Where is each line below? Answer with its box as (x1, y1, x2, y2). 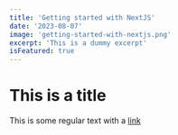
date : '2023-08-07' (9, 22, 83, 31)
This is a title (9, 85, 107, 106)
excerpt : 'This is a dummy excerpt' (9, 38, 147, 48)
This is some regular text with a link (9, 115, 142, 126)
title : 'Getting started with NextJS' (9, 13, 155, 22)
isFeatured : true (9, 47, 75, 56)
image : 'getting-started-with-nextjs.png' (9, 30, 172, 39)
